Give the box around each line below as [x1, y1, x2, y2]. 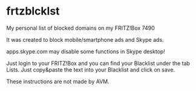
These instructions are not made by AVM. [6, 78, 110, 85]
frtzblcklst [6, 4, 60, 18]
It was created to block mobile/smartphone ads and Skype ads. [6, 36, 165, 43]
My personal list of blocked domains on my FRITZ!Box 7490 [6, 24, 155, 32]
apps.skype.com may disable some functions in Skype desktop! [6, 47, 165, 55]
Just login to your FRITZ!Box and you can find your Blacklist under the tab [6, 59, 191, 67]
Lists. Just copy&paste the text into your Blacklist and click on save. [6, 66, 175, 73]
